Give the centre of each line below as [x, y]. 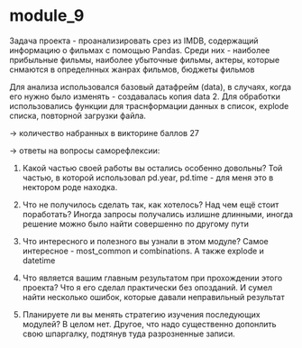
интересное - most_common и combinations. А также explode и [143, 251]
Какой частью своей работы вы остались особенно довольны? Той [152, 168]
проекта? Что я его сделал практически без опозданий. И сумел [147, 287]
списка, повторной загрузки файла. [78, 115]
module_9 [47, 16]
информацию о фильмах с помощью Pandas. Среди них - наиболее [140, 50]
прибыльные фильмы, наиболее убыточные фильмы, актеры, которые [145, 60]
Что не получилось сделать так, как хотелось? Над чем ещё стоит [151, 205]
